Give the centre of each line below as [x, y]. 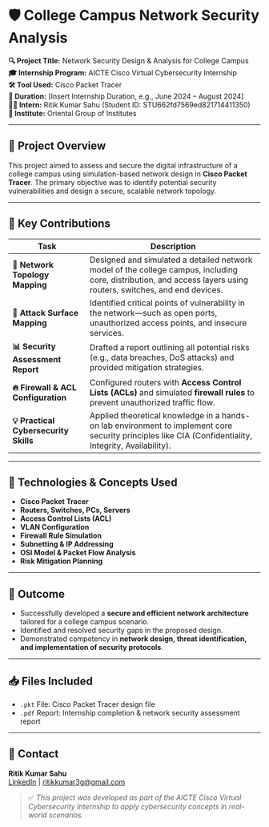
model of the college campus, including [164, 269]
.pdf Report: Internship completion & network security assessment [130, 713]
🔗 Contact [34, 754]
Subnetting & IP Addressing [66, 544]
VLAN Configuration [54, 527]
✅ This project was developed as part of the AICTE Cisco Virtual [134, 797]
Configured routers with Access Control [165, 382]
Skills [23, 440]
